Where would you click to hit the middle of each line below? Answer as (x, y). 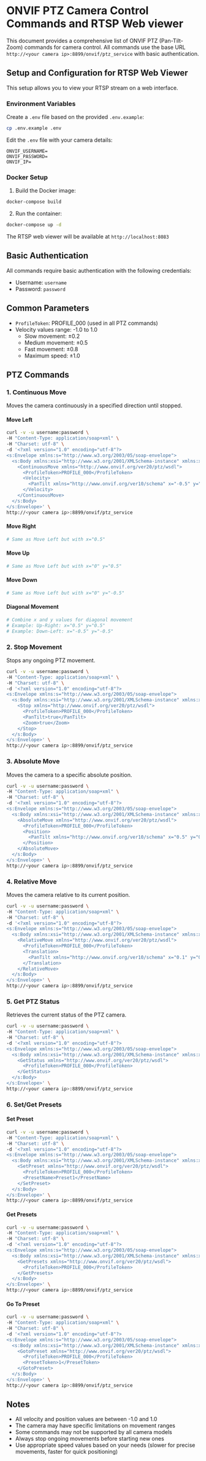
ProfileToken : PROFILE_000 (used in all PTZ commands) (86, 323)
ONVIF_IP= (19, 162)
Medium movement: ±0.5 (56, 342)
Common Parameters (48, 308)
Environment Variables (41, 104)
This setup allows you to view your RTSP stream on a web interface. (92, 88)
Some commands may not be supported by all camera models (94, 1432)
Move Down (22, 580)
